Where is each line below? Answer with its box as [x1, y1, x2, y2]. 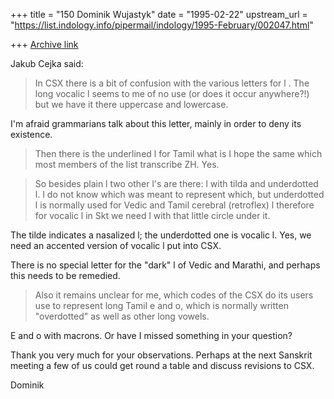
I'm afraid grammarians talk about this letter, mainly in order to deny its [10, 118, 302, 129]
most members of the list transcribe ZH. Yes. [34, 159, 220, 170]
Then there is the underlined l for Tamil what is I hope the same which [34, 148, 323, 159]
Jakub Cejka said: [10, 58, 84, 69]
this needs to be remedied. [10, 270, 121, 281]
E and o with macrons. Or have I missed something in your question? [10, 330, 293, 341]
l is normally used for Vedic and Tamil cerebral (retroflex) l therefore [34, 199, 315, 211]
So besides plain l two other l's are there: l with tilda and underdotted [34, 178, 319, 189]
